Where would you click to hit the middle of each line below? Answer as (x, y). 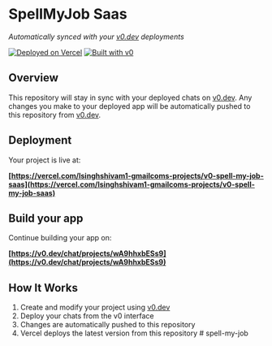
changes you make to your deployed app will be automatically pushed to (130, 106)
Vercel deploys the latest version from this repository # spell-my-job (134, 333)
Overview (34, 78)
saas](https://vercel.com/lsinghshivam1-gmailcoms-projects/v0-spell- (132, 184)
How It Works (43, 288)
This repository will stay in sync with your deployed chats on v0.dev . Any (130, 97)
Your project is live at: (45, 160)
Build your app (46, 218)
